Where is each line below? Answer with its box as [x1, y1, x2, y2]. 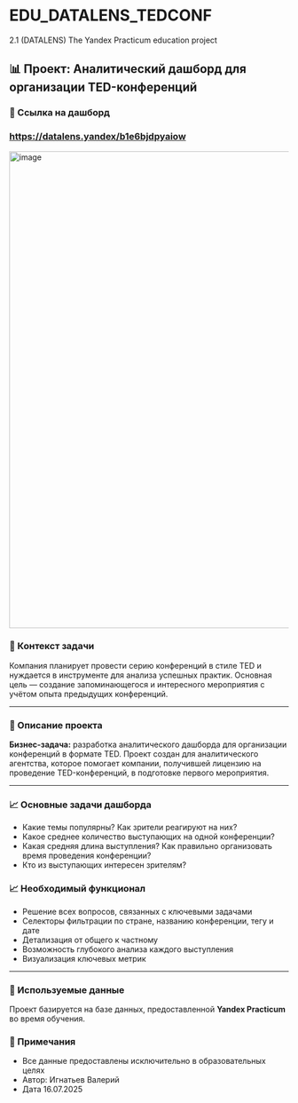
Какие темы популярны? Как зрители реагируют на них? [21, 822, 238, 833]
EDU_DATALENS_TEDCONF [9, 5, 213, 26]
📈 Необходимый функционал [9, 883, 146, 895]
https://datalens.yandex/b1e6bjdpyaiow [9, 131, 186, 143]
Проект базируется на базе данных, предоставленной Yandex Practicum [9, 1004, 286, 1015]
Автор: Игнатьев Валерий [21, 1075, 120, 1085]
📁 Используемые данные [9, 983, 125, 996]
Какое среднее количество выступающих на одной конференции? [21, 831, 275, 842]
